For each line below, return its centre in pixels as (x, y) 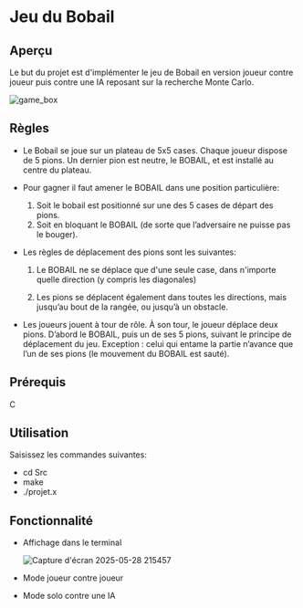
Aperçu (31, 51)
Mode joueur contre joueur (73, 578)
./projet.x (40, 492)
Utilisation (39, 433)
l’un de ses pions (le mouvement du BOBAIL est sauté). (126, 353)
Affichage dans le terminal (72, 543)
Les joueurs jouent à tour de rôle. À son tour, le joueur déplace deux (150, 324)
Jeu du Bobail (62, 17)
